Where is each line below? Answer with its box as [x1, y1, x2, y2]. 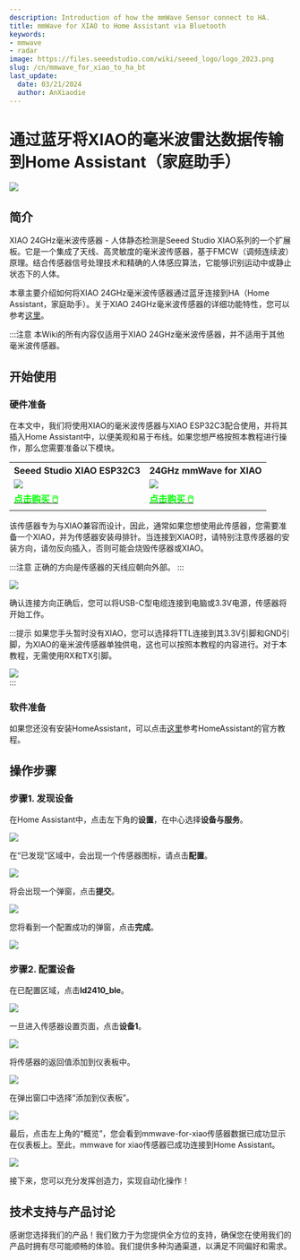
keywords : [9, 30, 47, 39]
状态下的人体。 [9, 269, 64, 279]
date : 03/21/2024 [17, 80, 82, 89]
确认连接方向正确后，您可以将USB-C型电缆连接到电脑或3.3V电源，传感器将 [9, 597, 287, 608]
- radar [9, 47, 39, 56]
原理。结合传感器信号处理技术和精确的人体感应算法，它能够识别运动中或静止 [9, 257, 292, 269]
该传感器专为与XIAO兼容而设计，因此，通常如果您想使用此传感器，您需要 [9, 520, 279, 531]
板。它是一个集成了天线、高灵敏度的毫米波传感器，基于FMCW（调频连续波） [9, 246, 289, 257]
